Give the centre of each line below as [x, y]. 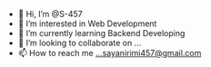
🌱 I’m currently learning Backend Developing [101, 33]
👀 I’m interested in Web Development [87, 24]
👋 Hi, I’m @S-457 [50, 14]
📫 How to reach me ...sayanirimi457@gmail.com [110, 53]
